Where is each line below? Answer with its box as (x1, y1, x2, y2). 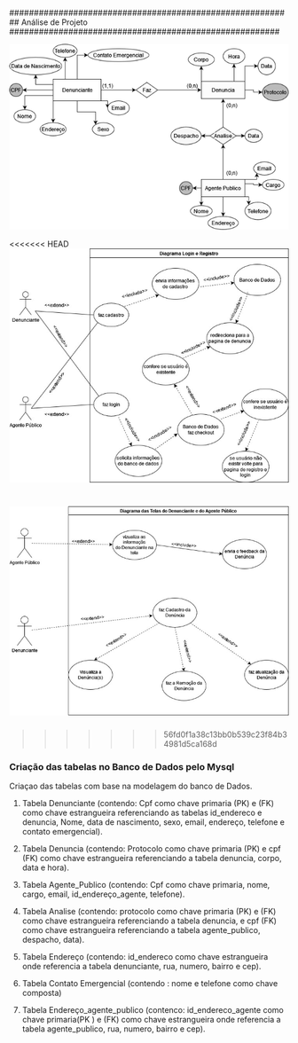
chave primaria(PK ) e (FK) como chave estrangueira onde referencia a (21, 1015, 281, 1025)
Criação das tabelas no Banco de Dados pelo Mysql (9, 760, 235, 772)
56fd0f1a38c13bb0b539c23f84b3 (163, 729, 288, 740)
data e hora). (21, 862, 69, 873)
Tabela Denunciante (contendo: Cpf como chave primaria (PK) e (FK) (21, 798, 275, 809)
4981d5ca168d (163, 738, 217, 749)
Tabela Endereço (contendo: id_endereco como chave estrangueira (21, 952, 269, 962)
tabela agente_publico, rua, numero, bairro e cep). (21, 1023, 206, 1034)
